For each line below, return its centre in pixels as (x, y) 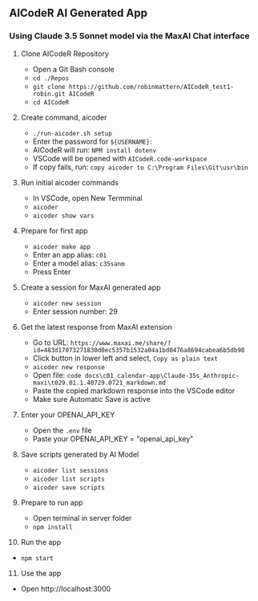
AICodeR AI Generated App (78, 13)
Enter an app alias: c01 (70, 254)
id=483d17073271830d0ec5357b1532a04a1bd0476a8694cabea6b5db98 (139, 350)
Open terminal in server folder (82, 518)
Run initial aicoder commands (70, 182)
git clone (49, 87)
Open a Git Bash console (74, 69)
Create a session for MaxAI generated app (91, 287)
